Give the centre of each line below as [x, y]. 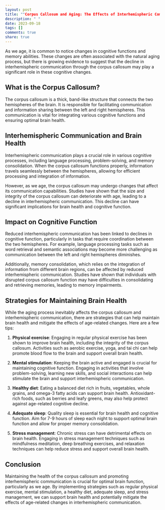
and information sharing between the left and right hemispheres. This [75, 110]
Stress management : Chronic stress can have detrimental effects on [82, 433]
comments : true [21, 32]
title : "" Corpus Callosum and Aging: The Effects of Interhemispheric [79, 14]
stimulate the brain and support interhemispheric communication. [78, 379]
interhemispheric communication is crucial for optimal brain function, [75, 481]
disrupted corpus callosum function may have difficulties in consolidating [79, 280]
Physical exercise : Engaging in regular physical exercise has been [80, 338]
